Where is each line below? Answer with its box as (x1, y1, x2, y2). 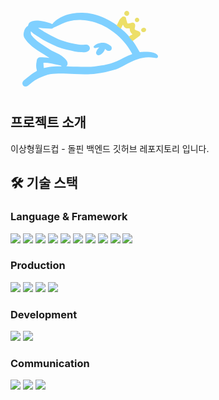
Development (10, 307, 78, 321)
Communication (10, 357, 90, 371)
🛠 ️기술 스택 (10, 175, 78, 192)
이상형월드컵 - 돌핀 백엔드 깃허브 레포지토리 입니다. (10, 142, 210, 154)
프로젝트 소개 (10, 114, 87, 131)
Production (10, 259, 66, 273)
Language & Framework (10, 210, 128, 224)
